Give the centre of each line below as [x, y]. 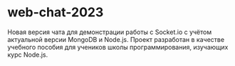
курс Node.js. [28, 55]
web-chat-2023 [56, 12]
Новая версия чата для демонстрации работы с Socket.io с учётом [110, 32]
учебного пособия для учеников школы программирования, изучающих [118, 47]
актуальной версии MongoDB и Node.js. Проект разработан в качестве [116, 39]
